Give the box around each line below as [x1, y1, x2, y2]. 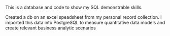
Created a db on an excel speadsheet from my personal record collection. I [5, 14, 162, 20]
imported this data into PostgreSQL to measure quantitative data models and [5, 20, 165, 25]
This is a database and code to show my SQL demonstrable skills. [5, 5, 143, 10]
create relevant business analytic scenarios [5, 25, 96, 31]
